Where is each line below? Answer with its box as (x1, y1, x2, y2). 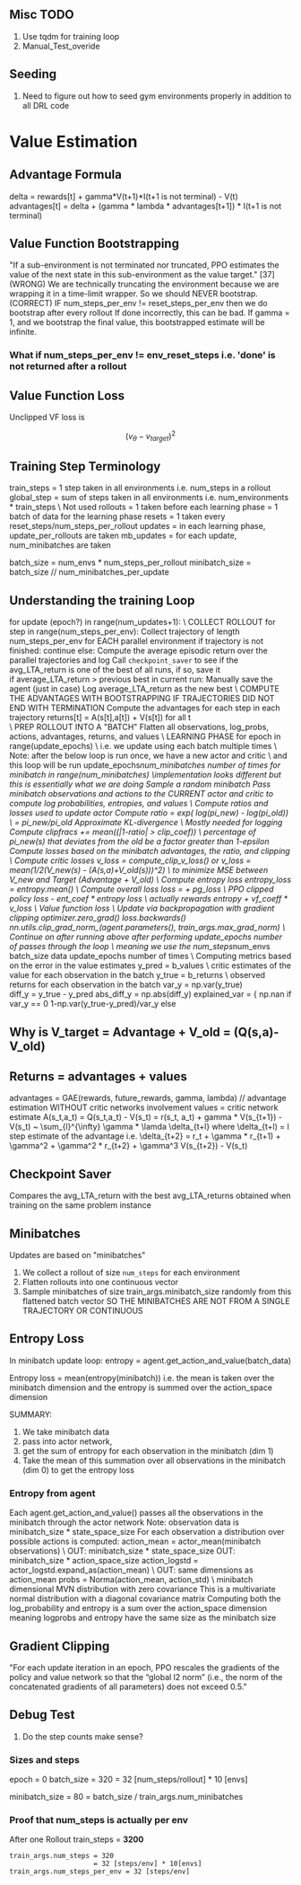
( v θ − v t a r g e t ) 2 (125, 429, 176, 444)
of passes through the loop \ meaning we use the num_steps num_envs (9, 941, 271, 952)
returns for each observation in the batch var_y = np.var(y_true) (9, 979, 244, 991)
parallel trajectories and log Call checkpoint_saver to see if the (9, 655, 239, 665)
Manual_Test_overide (21, 40, 100, 51)
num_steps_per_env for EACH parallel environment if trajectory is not (9, 636, 264, 647)
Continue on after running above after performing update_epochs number (9, 931, 283, 942)
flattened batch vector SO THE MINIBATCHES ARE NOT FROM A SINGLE (21, 1296, 290, 1307)
